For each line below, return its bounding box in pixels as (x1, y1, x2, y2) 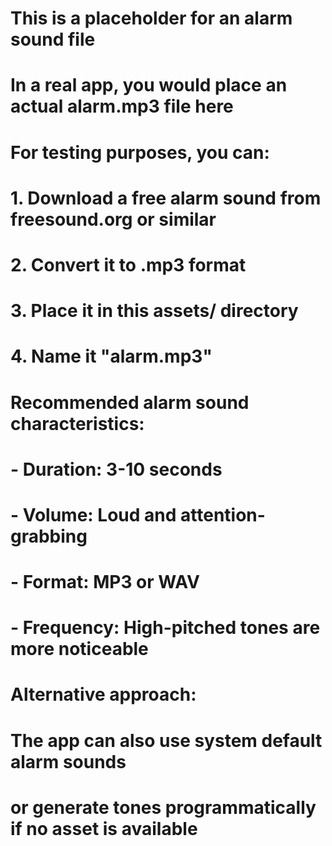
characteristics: (10, 412, 145, 435)
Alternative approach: (10, 683, 197, 706)
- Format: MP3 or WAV (10, 571, 200, 594)
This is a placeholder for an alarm (10, 7, 293, 30)
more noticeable (10, 638, 149, 661)
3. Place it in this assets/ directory (10, 300, 299, 322)
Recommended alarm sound (10, 391, 250, 414)
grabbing (10, 525, 88, 547)
